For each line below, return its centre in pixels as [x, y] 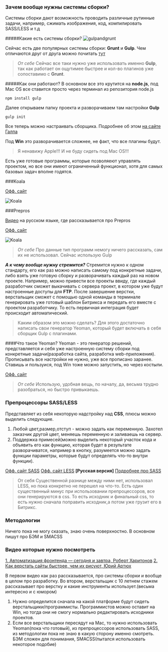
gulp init [16, 117]
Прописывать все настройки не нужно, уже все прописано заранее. [79, 359]
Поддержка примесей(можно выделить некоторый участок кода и [84, 439]
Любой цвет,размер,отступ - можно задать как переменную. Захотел [88, 429]
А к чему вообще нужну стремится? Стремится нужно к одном [74, 265]
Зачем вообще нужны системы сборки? [57, 7]
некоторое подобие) [34, 644]
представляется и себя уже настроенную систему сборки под [72, 349]
